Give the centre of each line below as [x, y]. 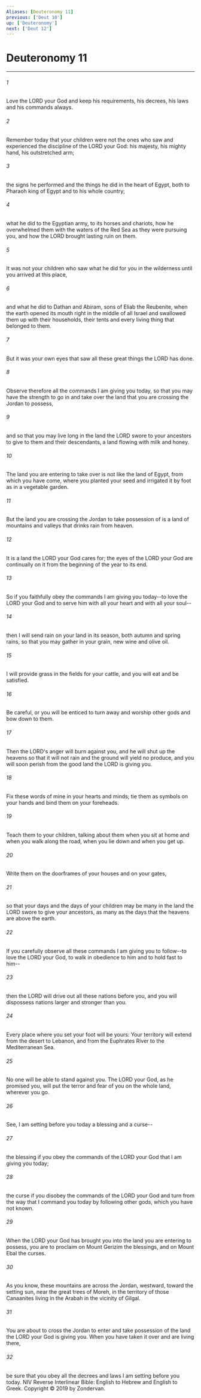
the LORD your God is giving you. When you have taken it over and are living [100, 1337]
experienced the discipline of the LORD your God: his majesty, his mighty [96, 146]
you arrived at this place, [37, 275]
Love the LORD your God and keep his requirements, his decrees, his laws [98, 101]
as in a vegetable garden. [37, 487]
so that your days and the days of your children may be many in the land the [100, 906]
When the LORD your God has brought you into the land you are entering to [99, 1240]
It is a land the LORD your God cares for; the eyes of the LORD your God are [100, 558]
